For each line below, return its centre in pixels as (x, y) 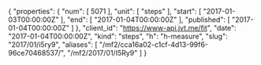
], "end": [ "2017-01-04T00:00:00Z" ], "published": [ (145, 20)
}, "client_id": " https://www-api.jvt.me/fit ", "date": (156, 28)
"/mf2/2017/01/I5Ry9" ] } (107, 53)
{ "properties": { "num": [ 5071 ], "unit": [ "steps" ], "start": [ (105, 11)
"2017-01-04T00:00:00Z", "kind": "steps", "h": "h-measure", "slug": (118, 36)
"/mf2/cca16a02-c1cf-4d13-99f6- (154, 45)
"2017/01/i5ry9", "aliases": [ (53, 45)
